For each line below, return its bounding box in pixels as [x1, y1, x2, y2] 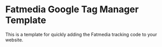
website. [5, 37, 24, 43]
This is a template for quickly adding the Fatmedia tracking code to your [5, 31, 157, 37]
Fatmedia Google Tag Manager [5, 4, 139, 15]
